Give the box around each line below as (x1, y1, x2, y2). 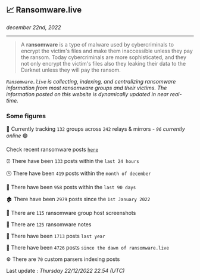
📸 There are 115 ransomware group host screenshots (6, 210, 136, 217)
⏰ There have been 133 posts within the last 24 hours (6, 158, 140, 165)
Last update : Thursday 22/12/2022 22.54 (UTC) (6, 267, 125, 275)
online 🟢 (6, 132, 28, 139)
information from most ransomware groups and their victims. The (6, 84, 167, 91)
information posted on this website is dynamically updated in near (6, 90, 169, 97)
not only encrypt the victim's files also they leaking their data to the (20, 60, 186, 67)
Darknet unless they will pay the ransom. (20, 66, 121, 73)
